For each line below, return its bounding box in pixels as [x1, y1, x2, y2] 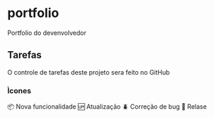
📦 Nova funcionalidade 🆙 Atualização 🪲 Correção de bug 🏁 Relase [7, 102, 207, 111]
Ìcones [7, 85, 32, 95]
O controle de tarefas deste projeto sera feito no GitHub [7, 68, 170, 76]
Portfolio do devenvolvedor [7, 28, 86, 37]
